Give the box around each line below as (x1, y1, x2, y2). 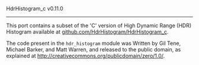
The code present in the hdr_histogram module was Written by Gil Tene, (6, 40, 181, 47)
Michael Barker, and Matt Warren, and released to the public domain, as (6, 46, 181, 53)
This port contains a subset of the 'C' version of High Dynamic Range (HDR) (6, 22, 192, 29)
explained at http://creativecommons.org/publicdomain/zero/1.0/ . (6, 53, 165, 59)
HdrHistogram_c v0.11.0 (6, 5, 63, 12)
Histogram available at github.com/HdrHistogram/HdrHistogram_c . (6, 28, 169, 35)
